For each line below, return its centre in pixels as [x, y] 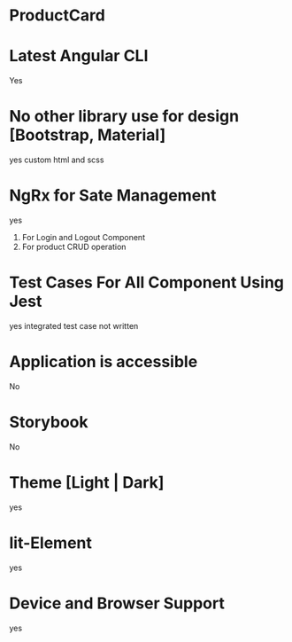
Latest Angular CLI [79, 56]
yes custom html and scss [57, 160]
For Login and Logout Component [84, 237]
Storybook [49, 423]
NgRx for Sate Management [113, 196]
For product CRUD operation [74, 247]
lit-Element [51, 543]
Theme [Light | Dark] [87, 482]
